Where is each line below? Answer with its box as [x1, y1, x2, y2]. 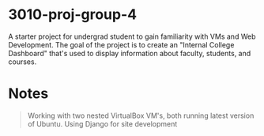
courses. [8, 57, 37, 66]
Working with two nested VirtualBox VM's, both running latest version [27, 111, 255, 120]
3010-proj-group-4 [8, 6, 137, 24]
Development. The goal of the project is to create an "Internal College [8, 40, 235, 49]
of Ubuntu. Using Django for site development [27, 119, 178, 128]
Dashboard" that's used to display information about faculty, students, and [8, 48, 251, 58]
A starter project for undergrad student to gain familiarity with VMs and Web [8, 32, 256, 41]
